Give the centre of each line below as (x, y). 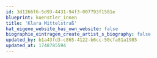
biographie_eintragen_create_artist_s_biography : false (78, 34)
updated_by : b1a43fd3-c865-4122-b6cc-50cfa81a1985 (71, 40)
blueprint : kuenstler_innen (42, 18)
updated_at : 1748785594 (36, 46)
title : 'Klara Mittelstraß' (42, 23)
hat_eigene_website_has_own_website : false (62, 29)
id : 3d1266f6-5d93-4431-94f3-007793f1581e (60, 12)
